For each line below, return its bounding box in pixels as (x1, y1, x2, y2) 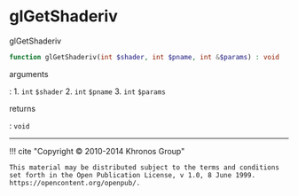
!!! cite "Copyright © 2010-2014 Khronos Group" (9, 145, 185, 156)
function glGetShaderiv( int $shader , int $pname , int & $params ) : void (9, 52, 280, 61)
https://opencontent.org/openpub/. (9, 178, 141, 187)
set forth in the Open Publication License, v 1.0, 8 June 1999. (9, 170, 255, 179)
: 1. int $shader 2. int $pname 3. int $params (9, 86, 166, 97)
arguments (9, 68, 49, 79)
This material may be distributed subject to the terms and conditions (9, 162, 279, 172)
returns (9, 103, 36, 114)
